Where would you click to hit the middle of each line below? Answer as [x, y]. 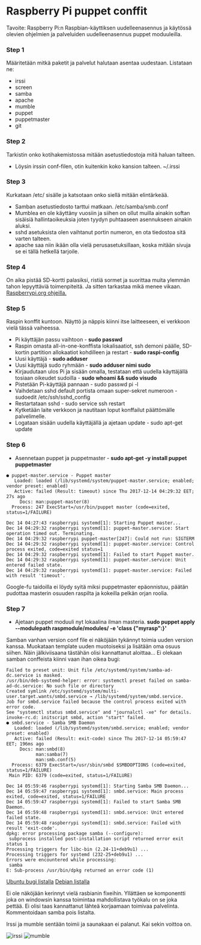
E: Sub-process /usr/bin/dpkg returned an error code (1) [80, 871]
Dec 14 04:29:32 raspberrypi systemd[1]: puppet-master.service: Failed [99, 570]
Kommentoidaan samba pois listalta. [51, 912]
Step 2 [16, 142]
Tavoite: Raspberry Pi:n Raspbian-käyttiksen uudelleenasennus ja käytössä [99, 28]
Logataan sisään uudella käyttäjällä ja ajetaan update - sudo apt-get [99, 423]
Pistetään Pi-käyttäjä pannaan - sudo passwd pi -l [76, 384]
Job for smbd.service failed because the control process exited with [96, 702]
